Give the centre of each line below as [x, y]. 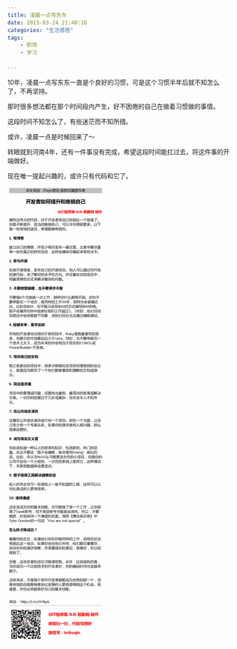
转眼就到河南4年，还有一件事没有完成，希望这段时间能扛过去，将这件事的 [116, 152]
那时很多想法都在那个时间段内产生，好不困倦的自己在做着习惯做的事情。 [113, 106]
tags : [15, 38]
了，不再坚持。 [29, 91]
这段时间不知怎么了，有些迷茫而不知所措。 [70, 121]
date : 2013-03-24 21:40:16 [47, 22]
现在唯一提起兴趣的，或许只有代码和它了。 [70, 175]
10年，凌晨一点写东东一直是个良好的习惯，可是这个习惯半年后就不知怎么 [114, 82]
